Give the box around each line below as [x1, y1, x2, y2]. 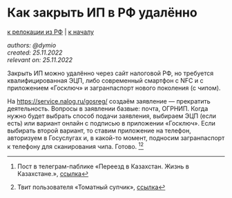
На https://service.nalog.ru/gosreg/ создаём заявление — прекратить [7, 97, 211, 105]
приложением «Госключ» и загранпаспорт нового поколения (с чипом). [7, 83, 221, 92]
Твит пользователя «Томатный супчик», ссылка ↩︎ [17, 183, 166, 191]
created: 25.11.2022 [7, 48, 63, 57]
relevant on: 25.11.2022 [7, 55, 73, 63]
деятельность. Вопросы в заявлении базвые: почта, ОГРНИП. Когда [7, 104, 209, 112]
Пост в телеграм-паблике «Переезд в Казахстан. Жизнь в [17, 162, 190, 170]
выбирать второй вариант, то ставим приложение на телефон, [7, 126, 191, 135]
